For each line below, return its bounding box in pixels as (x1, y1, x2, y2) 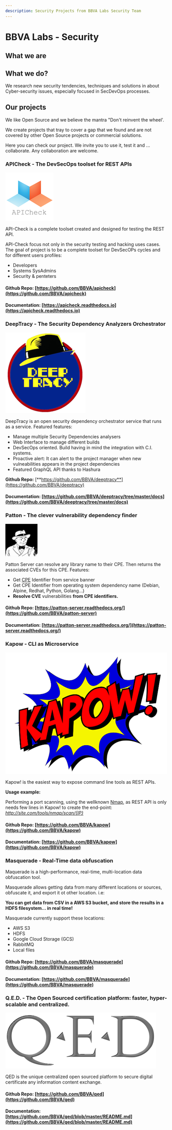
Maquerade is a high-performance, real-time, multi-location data (5, 869, 142, 875)
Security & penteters (12, 273, 56, 279)
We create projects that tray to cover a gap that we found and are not (5, 127, 152, 133)
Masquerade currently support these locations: (5, 915, 105, 921)
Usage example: (5, 789, 41, 795)
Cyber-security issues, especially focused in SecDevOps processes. (5, 88, 150, 95)
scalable (5, 1001, 27, 1008)
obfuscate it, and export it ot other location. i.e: (5, 890, 105, 896)
